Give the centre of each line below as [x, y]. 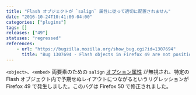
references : [20, 44]
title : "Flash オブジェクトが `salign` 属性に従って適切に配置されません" [88, 11]
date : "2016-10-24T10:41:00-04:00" [49, 17]
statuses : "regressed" [34, 38]
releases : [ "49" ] [27, 33]
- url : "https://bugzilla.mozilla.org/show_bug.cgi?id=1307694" [96, 49]
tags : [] [17, 28]
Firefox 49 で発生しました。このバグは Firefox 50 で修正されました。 [89, 86]
